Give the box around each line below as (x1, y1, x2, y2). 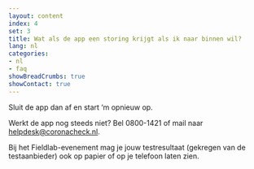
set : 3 (8, 27, 31, 35)
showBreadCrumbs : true (8, 72, 85, 80)
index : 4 (8, 19, 38, 28)
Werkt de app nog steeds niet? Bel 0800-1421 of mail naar (8, 118, 204, 128)
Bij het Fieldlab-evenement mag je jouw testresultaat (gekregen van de (8, 142, 246, 152)
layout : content (8, 11, 63, 20)
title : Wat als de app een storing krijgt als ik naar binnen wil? (8, 34, 243, 43)
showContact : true (8, 80, 71, 88)
